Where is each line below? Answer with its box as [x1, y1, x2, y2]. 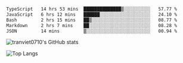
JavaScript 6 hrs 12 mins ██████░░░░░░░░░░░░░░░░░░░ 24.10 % [6, 11, 178, 18]
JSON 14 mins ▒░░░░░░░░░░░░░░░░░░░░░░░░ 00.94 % [6, 28, 178, 34]
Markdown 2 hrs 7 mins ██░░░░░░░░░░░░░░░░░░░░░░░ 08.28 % [6, 22, 178, 28]
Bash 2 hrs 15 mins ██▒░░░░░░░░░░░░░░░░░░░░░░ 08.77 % [6, 17, 178, 23]
